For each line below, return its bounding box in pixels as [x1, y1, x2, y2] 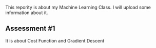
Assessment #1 [5, 24, 55, 33]
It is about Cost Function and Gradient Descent [5, 37, 105, 43]
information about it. [5, 10, 48, 16]
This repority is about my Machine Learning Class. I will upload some [5, 5, 151, 10]
